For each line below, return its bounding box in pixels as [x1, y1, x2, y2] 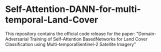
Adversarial [5, 36, 29, 42]
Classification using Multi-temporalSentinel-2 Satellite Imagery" [5, 41, 136, 47]
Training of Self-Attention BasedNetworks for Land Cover [29, 36, 148, 42]
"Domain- [136, 30, 156, 36]
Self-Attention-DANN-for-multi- [5, 3, 141, 15]
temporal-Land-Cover [5, 14, 98, 25]
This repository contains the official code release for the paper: [5, 30, 135, 36]
